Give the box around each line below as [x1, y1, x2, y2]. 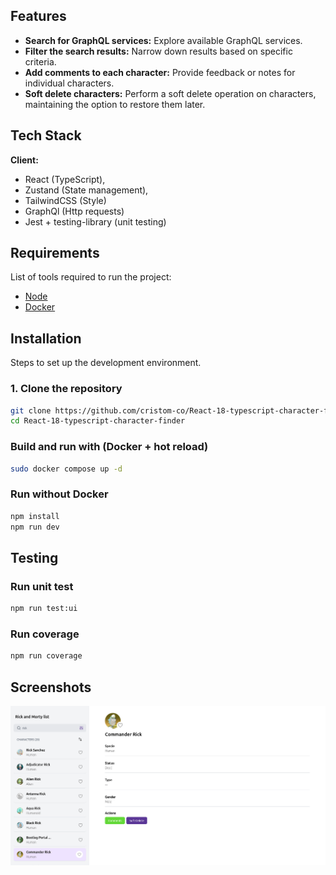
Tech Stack [10, 127, 82, 144]
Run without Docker [10, 487, 109, 501]
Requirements [10, 245, 100, 262]
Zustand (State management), [24, 184, 149, 196]
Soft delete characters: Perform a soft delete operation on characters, [24, 87, 317, 99]
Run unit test [10, 579, 74, 593]
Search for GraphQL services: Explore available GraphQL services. [24, 34, 303, 46]
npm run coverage [10, 651, 83, 661]
